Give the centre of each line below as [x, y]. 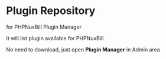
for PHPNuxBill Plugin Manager [44, 27]
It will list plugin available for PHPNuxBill [55, 38]
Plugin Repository [51, 11]
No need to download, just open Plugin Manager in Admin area [83, 49]
